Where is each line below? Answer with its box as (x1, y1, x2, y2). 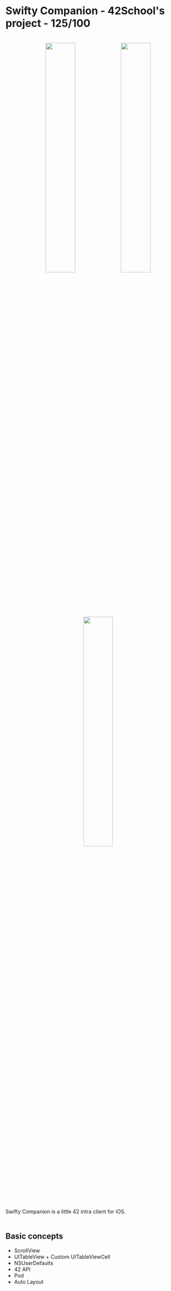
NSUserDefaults (14, 1259, 53, 1266)
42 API (14, 1266, 31, 1273)
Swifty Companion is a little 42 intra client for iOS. (5, 1208, 126, 1215)
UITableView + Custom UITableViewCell (14, 1253, 110, 1260)
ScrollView (14, 1247, 41, 1254)
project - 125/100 (5, 16, 90, 30)
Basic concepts (5, 1232, 63, 1242)
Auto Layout (14, 1278, 43, 1285)
